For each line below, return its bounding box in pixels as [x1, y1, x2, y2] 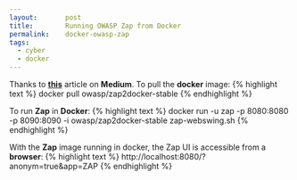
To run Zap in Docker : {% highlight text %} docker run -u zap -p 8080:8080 [9, 106, 289, 116]
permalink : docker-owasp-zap [9, 29, 129, 38]
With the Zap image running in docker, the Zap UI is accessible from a [9, 142, 266, 152]
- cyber [17, 46, 46, 55]
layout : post [9, 12, 82, 22]
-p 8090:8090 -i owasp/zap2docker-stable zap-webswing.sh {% [9, 115, 249, 126]
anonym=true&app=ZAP [9, 161, 98, 171]
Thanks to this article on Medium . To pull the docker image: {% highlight [9, 79, 278, 89]
